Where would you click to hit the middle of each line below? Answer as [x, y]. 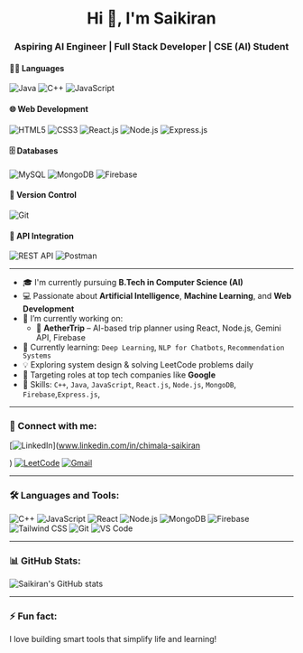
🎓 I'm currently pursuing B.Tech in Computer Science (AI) [133, 283]
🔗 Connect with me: [53, 426]
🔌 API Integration [41, 236]
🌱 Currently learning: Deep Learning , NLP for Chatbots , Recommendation [153, 348]
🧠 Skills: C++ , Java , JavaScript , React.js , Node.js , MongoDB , [129, 385]
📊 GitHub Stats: [45, 561]
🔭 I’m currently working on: [73, 319]
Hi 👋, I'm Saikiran [151, 19]
